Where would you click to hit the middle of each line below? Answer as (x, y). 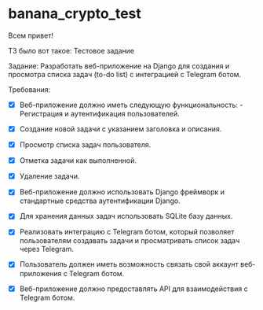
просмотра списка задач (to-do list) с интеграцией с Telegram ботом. (125, 74)
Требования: (29, 89)
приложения (40, 273)
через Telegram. (47, 249)
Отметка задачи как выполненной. (78, 161)
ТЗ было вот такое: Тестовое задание (71, 50)
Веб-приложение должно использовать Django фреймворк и (122, 192)
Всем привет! (31, 35)
